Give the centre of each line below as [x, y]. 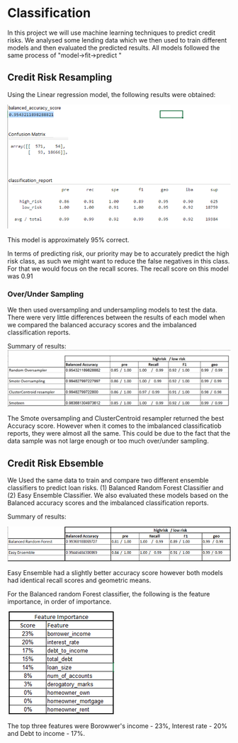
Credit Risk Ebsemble [56, 463]
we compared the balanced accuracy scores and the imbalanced [102, 324]
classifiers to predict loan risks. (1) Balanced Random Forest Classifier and [115, 488]
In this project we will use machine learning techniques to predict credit [112, 33]
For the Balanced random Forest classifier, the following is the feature [109, 594]
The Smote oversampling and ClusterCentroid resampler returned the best [116, 419]
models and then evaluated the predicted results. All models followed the [114, 47]
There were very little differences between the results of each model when [116, 317]
